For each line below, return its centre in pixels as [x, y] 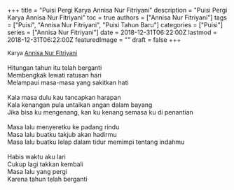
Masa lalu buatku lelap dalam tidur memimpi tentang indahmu [96, 142]
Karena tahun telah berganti [47, 179]
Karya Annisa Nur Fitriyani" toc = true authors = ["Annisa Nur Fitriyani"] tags [117, 17]
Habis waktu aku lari [37, 157]
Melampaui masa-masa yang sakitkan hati [68, 82]
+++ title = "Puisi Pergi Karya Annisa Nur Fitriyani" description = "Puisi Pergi [117, 10]
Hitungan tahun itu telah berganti [55, 68]
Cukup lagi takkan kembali [46, 164]
